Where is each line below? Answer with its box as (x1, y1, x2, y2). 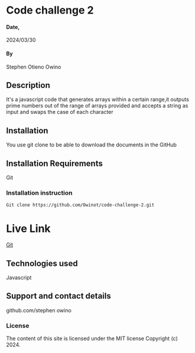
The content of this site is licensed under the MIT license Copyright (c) (6, 335, 178, 342)
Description (6, 80, 50, 90)
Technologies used (6, 258, 78, 269)
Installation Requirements (6, 158, 103, 168)
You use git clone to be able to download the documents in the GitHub (6, 141, 177, 148)
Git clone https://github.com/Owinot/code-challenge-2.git (6, 202, 155, 208)
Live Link (6, 222, 51, 235)
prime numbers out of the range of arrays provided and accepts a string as (6, 102, 188, 109)
